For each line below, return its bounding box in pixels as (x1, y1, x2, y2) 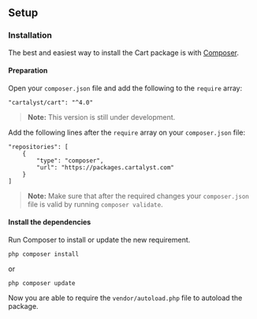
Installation (8, 30, 53, 41)
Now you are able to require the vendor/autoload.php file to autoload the (8, 293, 243, 302)
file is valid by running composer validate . (27, 199, 163, 209)
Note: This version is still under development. (27, 112, 176, 121)
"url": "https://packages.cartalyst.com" (36, 163, 175, 172)
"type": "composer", (36, 157, 104, 165)
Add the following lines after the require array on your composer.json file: (8, 128, 246, 137)
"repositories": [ (8, 143, 69, 150)
